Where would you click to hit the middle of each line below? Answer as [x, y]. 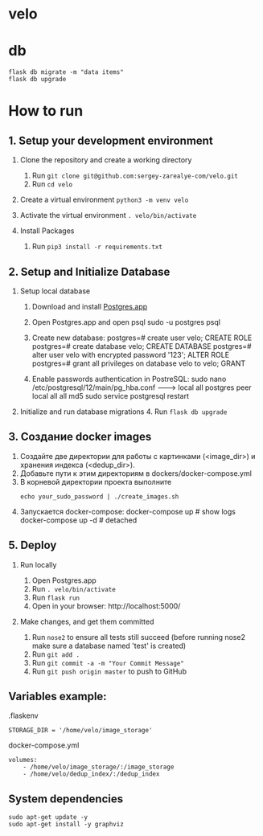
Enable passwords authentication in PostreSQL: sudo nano [129, 379]
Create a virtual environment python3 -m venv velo [104, 200]
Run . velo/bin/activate [74, 588]
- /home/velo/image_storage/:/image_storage [99, 767]
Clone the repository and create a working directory [106, 160]
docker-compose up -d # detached [78, 520]
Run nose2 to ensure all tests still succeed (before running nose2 [138, 637]
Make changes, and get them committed [87, 621]
